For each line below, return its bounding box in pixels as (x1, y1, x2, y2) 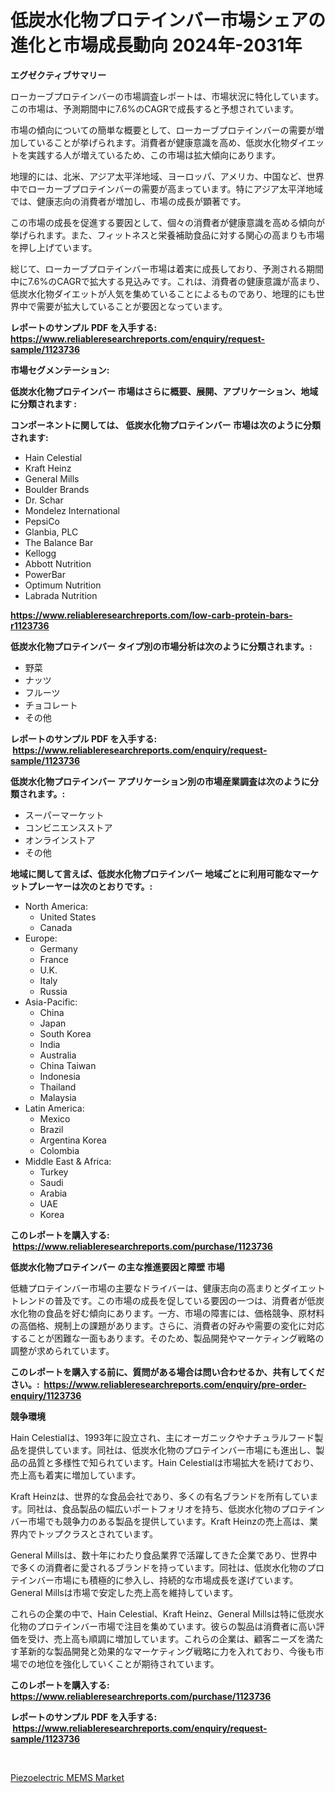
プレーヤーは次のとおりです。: (27, 880, 153, 892)
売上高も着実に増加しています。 (10, 1469, 142, 1481)
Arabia (39, 1187, 68, 1199)
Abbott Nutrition (24, 557, 92, 570)
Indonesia (39, 1070, 81, 1082)
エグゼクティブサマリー (10, 69, 107, 81)
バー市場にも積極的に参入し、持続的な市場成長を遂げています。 (36, 1574, 299, 1586)
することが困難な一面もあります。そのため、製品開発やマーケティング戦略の (10, 1332, 325, 1344)
